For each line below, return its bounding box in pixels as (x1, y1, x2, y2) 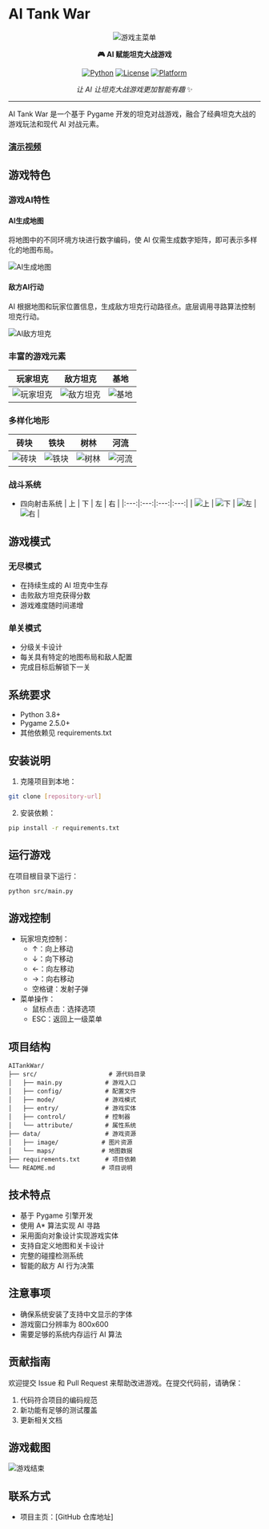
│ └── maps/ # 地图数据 (8, 1147, 134, 1155)
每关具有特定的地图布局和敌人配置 (19, 652, 133, 662)
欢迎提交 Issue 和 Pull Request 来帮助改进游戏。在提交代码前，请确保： (8, 1377, 243, 1388)
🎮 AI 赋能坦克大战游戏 (97, 49, 172, 59)
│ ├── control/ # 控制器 (8, 1113, 130, 1121)
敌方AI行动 (8, 282, 44, 291)
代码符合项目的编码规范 (19, 1395, 98, 1405)
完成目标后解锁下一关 (19, 663, 90, 672)
